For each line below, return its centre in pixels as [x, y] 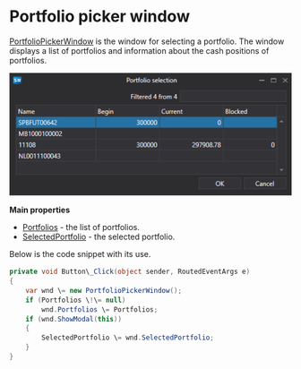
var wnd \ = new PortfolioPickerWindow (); [103, 290]
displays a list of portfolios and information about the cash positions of [139, 50]
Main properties [40, 210]
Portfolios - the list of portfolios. [81, 227]
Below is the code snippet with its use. [80, 254]
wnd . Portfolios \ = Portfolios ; [100, 309]
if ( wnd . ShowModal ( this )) [74, 319]
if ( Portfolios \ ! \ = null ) [76, 300]
